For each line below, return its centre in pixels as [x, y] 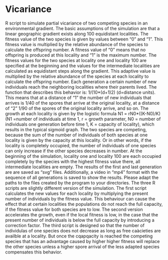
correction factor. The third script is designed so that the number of [75, 225]
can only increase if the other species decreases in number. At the [74, 151]
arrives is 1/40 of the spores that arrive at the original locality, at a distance [82, 103]
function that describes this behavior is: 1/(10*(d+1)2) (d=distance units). [80, 92]
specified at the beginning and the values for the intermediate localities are [82, 66]
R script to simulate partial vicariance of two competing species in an [76, 23]
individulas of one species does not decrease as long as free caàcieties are [83, 230]
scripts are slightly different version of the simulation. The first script [76, 188]
